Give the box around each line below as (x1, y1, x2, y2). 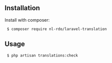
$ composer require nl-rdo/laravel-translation (6, 27, 107, 31)
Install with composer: (4, 17, 50, 23)
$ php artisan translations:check (6, 53, 78, 58)
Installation (4, 4, 40, 12)
